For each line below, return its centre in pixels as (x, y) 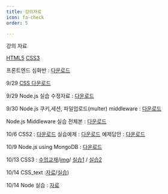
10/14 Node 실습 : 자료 (33, 185)
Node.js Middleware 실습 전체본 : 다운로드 (56, 121)
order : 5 (17, 23)
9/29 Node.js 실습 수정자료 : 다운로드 (50, 96)
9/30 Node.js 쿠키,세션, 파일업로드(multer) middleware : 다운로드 (84, 109)
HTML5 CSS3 (23, 58)
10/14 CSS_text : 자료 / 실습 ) (38, 172)
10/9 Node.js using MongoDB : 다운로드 (54, 147)
